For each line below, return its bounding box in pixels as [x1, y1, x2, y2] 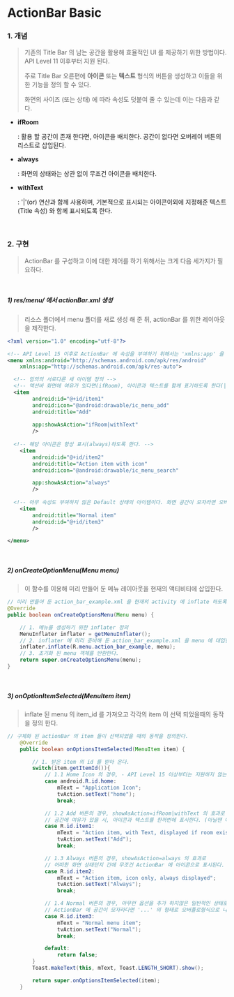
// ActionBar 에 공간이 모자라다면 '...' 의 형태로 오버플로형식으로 [44, 906, 220, 914]
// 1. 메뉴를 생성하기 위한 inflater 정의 [19, 623, 129, 631]
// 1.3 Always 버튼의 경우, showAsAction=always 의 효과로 [44, 855, 207, 862]
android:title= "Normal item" [32, 512, 117, 519]
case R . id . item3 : [44, 913, 95, 920]
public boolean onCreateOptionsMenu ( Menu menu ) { [7, 611, 155, 619]
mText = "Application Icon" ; [56, 784, 141, 792]
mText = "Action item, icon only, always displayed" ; [56, 874, 217, 881]
